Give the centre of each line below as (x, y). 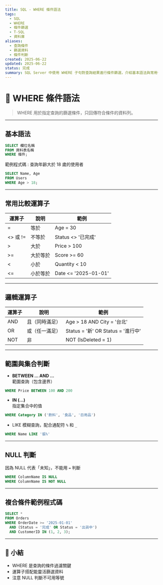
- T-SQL (17, 32)
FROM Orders (17, 518)
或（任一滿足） (44, 331)
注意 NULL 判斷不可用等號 (38, 577)
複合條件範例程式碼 (34, 502)
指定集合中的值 (27, 406)
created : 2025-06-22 (26, 59)
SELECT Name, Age (23, 174)
